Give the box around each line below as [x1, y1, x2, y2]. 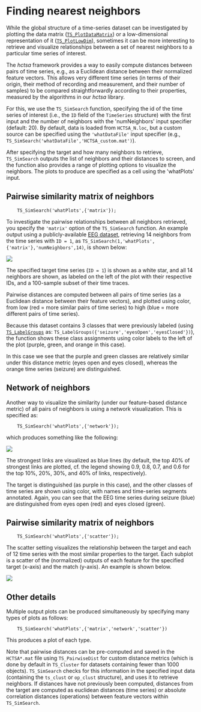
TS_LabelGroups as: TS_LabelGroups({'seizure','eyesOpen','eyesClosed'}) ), [6, 328, 195, 335]
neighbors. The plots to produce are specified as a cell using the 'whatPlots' [6, 167, 195, 175]
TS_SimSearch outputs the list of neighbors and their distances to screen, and [6, 155, 196, 162]
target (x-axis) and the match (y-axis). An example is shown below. [6, 563, 172, 571]
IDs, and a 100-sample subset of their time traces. [6, 279, 130, 286]
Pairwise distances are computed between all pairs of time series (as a [6, 290, 181, 298]
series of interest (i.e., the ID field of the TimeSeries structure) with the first [6, 111, 191, 118]
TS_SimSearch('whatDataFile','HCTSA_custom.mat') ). [6, 137, 136, 144]
